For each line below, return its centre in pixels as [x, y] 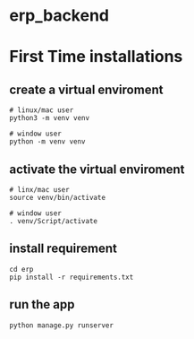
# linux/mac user [42, 110]
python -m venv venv [48, 142]
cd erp [21, 269]
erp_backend [59, 16]
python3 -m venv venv [50, 118]
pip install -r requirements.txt [72, 277]
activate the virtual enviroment [97, 169]
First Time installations [96, 57]
